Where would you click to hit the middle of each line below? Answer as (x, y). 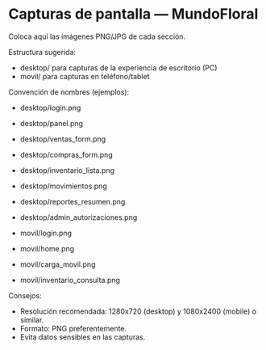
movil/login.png (46, 233)
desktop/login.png (50, 108)
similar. (32, 319)
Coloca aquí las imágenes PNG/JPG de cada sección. (97, 36)
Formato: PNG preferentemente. (73, 328)
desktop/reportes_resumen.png (73, 201)
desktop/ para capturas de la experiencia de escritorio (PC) (118, 67)
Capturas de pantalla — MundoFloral (133, 14)
